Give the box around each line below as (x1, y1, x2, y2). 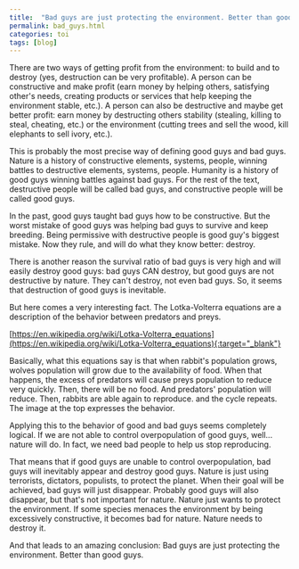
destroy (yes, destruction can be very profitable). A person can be (9, 72, 252, 83)
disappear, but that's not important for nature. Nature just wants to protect (9, 494, 281, 505)
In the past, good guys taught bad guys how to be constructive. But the (9, 210, 271, 221)
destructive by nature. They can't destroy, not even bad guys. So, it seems (9, 276, 283, 286)
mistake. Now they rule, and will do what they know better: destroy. (9, 239, 256, 250)
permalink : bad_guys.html (9, 21, 105, 30)
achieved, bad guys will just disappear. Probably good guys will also (9, 485, 260, 496)
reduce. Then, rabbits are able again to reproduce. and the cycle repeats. (9, 393, 278, 404)
